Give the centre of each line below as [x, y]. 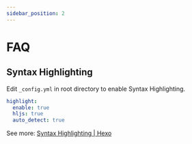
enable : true [31, 107]
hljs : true [28, 114]
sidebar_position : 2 [36, 13]
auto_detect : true [39, 120]
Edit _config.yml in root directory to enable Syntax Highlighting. [96, 89]
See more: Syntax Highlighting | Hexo [59, 133]
